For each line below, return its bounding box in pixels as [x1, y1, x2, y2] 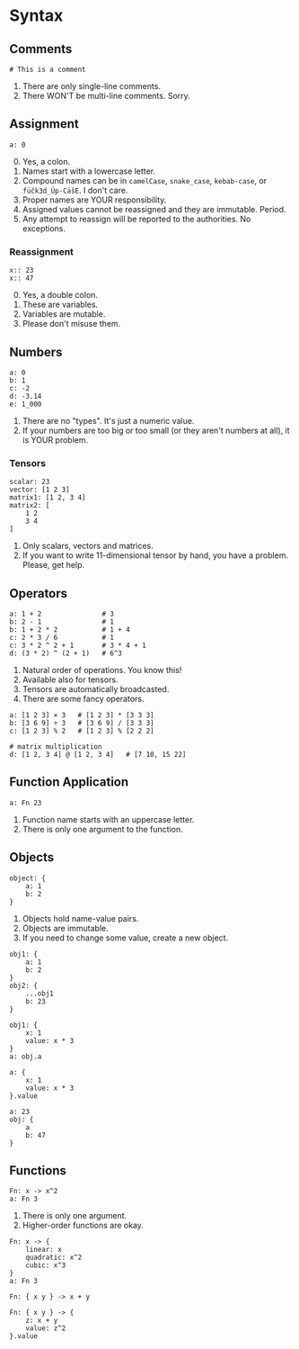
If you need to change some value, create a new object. [22, 932, 229, 943]
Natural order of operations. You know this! [22, 665, 182, 676]
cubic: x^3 [25, 1261, 66, 1270]
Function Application [9, 775, 129, 790]
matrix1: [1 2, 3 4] [9, 493, 87, 502]
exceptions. [22, 222, 66, 234]
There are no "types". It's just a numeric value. [22, 415, 195, 426]
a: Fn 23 [9, 798, 42, 807]
